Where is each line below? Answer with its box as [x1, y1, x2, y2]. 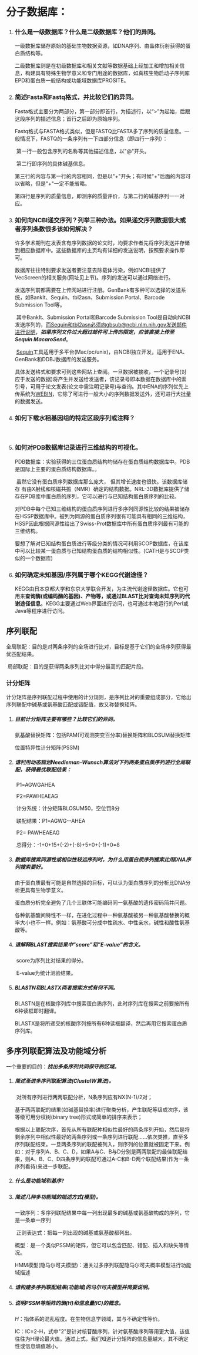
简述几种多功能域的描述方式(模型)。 [14, 1193, 102, 1200]
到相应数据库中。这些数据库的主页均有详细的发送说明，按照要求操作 [14, 247, 180, 254]
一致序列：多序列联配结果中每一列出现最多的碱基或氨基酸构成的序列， [14, 1209, 185, 1216]
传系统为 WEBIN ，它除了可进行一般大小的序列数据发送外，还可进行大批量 [14, 390, 192, 398]
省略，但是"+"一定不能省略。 [19, 180, 90, 187]
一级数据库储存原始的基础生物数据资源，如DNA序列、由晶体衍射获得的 [14, 42, 186, 50]
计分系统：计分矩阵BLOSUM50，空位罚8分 [16, 805, 120, 812]
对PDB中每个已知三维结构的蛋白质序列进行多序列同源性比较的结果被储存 [14, 505, 190, 512]
